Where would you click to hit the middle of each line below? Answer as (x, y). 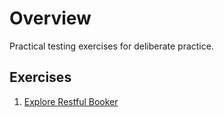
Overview (50, 18)
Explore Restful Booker (71, 101)
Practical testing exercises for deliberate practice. (111, 46)
